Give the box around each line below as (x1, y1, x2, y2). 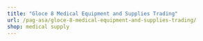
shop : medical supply (7, 23, 70, 30)
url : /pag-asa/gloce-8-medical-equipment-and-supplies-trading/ (7, 17, 197, 24)
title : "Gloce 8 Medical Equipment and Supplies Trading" (7, 10, 178, 17)
